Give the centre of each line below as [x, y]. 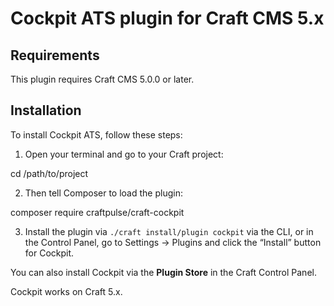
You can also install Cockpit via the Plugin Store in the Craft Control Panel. [163, 272]
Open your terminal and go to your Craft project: [124, 154]
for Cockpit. [49, 253]
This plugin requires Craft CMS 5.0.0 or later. [102, 79]
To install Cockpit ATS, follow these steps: [96, 134]
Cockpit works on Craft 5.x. [66, 291]
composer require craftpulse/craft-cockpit [97, 212]
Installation [46, 110]
